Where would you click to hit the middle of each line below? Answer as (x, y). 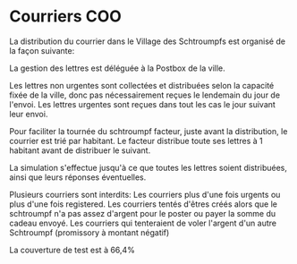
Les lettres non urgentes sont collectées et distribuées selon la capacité (142, 85)
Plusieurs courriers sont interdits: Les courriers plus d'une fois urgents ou (145, 194)
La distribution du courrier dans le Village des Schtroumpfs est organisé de (148, 41)
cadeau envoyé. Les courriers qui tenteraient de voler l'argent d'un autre (143, 223)
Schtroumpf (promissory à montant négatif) (89, 232)
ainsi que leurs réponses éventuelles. (78, 177)
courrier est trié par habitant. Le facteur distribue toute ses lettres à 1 (136, 141)
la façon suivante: (42, 50)
